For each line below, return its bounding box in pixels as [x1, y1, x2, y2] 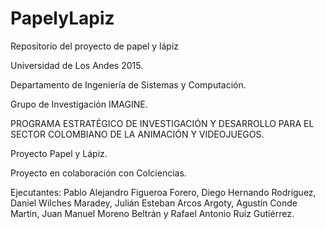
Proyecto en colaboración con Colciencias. [10, 167, 187, 179]
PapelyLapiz [10, 7, 115, 30]
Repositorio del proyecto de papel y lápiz [10, 40, 180, 52]
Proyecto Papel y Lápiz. [10, 147, 108, 159]
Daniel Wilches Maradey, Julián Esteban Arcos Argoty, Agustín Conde [10, 197, 298, 209]
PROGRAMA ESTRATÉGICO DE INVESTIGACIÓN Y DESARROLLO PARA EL [10, 117, 315, 129]
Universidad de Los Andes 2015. [10, 59, 144, 71]
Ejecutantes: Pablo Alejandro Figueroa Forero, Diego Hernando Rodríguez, [10, 186, 317, 198]
